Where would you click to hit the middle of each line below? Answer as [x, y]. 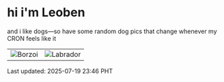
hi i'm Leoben [46, 13]
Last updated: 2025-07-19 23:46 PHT [60, 71]
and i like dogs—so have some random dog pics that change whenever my [112, 31]
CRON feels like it [32, 38]
